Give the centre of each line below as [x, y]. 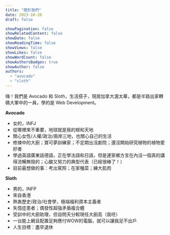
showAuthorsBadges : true [32, 62]
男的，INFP [25, 189]
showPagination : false [29, 29]
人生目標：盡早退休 [33, 227]
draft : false [19, 19]
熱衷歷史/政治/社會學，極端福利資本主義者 [57, 201]
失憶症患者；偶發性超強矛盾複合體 [48, 208]
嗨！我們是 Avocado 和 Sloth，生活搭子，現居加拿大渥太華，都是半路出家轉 [84, 96]
